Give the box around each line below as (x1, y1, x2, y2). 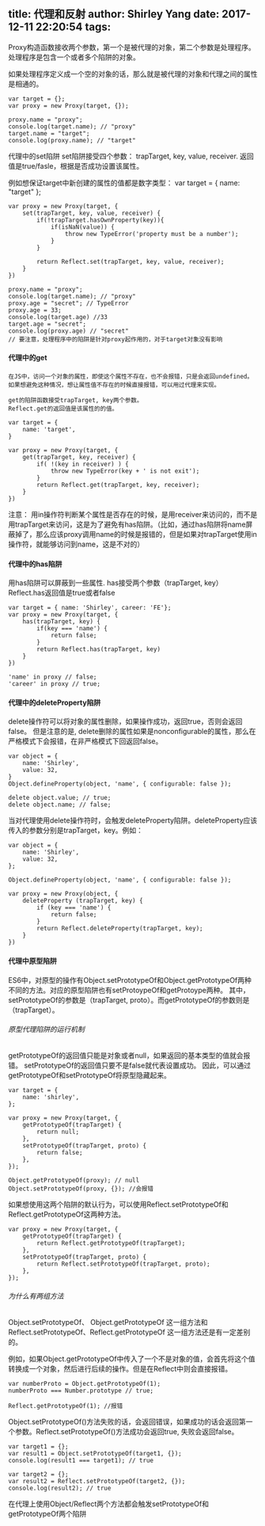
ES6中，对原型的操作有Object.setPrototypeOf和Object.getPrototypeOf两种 (8, 975, 252, 984)
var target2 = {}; (8, 1471, 69, 1478)
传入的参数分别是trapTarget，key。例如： (8, 826, 144, 835)
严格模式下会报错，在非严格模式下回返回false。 (8, 736, 163, 746)
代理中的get (8, 353, 47, 363)
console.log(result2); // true (8, 1484, 112, 1493)
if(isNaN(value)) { (50, 223, 115, 231)
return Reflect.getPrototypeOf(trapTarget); (36, 1239, 186, 1247)
